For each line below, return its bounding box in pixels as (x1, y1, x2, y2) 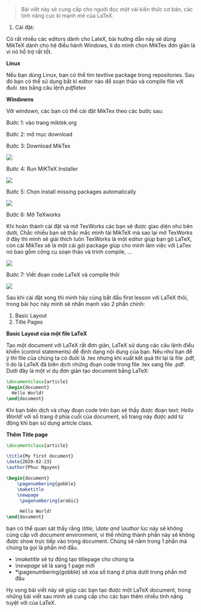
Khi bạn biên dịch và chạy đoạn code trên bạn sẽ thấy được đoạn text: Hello (6, 406, 194, 414)
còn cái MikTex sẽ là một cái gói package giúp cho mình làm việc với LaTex (6, 242, 191, 249)
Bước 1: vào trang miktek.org (6, 119, 77, 126)
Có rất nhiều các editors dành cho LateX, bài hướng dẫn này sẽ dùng (6, 35, 176, 42)
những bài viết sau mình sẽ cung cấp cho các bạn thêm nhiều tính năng (6, 593, 183, 600)
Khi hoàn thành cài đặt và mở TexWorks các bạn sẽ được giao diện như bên (6, 223, 193, 229)
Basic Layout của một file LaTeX (6, 330, 88, 337)
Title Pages (14, 318, 43, 326)
